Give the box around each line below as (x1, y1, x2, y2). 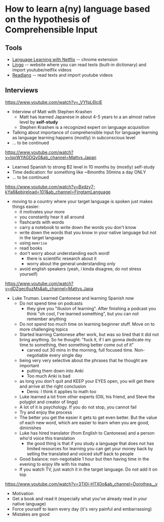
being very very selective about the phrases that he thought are (19, 357, 148, 363)
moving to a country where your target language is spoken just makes (12, 198, 153, 204)
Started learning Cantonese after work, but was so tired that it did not (19, 331, 159, 337)
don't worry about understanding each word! (19, 250, 110, 256)
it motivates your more (19, 209, 65, 214)
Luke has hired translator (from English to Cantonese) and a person (19, 430, 155, 436)
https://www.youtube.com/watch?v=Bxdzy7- (5, 184, 96, 189)
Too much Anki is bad (26, 373, 71, 379)
